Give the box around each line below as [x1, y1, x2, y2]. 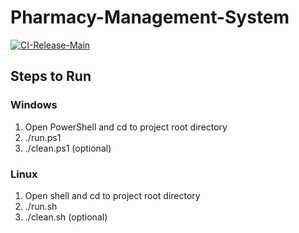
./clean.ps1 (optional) [24, 142, 112, 154]
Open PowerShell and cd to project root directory [24, 121, 228, 133]
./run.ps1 [24, 131, 62, 143]
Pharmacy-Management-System [10, 6, 290, 29]
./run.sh [24, 200, 58, 212]
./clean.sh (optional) [24, 211, 108, 223]
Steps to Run [10, 68, 92, 85]
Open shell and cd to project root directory [24, 189, 201, 201]
